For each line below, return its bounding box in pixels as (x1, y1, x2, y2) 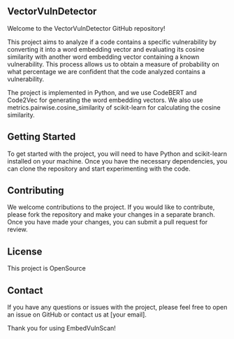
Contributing (7, 185, 64, 196)
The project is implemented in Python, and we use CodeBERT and (7, 88, 197, 96)
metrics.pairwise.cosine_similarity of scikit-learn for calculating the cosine (7, 103, 221, 111)
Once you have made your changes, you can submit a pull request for (7, 218, 208, 226)
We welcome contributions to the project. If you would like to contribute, (7, 203, 215, 212)
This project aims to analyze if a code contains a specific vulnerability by (7, 38, 217, 46)
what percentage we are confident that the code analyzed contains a (7, 67, 206, 75)
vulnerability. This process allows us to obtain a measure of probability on (7, 59, 220, 68)
